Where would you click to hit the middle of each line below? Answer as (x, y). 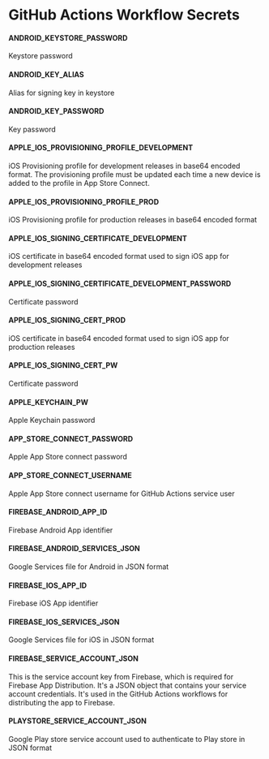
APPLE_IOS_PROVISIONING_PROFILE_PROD (84, 201)
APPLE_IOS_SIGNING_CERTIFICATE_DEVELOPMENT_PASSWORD (120, 283)
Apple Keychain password (52, 420)
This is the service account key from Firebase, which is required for (121, 676)
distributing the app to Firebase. (62, 702)
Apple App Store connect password (68, 457)
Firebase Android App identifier (61, 530)
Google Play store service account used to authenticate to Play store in (127, 739)
